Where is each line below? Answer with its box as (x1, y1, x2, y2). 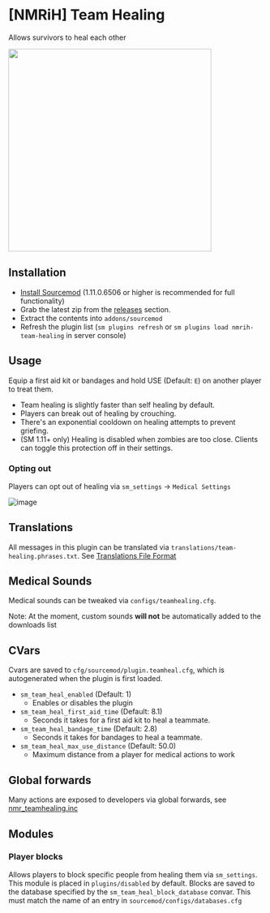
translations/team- (170, 543, 237, 552)
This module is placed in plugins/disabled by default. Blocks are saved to (8, 878, 255, 888)
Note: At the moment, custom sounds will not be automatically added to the (8, 611, 262, 621)
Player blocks (8, 851, 63, 863)
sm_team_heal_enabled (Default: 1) (19, 689, 132, 699)
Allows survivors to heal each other (8, 32, 126, 42)
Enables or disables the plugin (32, 698, 134, 708)
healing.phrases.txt (8, 552, 79, 560)
